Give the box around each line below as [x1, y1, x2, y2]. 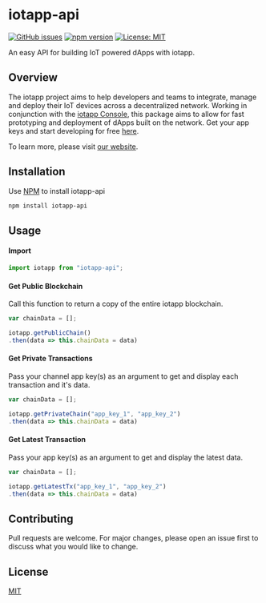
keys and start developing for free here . [8, 126, 139, 135]
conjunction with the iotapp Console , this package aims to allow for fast [8, 109, 244, 119]
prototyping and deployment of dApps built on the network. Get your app [8, 118, 250, 127]
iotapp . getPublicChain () [8, 328, 91, 337]
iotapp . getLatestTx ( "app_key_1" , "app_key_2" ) [8, 482, 167, 490]
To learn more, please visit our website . [8, 142, 139, 151]
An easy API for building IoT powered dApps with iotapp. [8, 47, 195, 57]
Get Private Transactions [8, 354, 94, 364]
